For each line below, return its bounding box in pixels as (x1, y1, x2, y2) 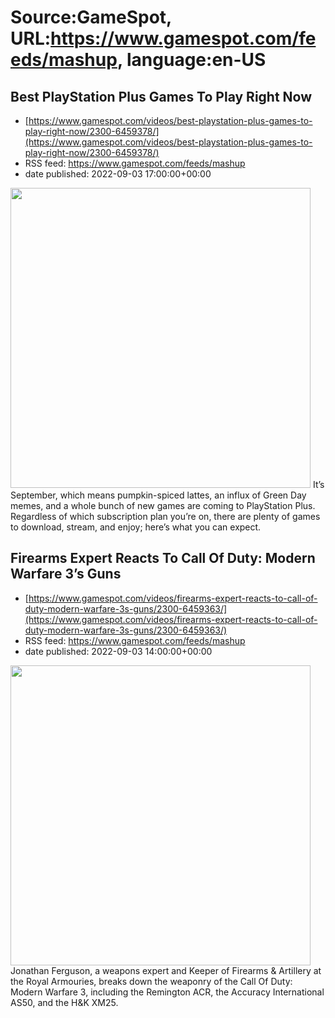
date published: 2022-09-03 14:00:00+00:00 (24, 645, 213, 657)
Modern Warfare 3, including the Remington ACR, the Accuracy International (10, 986, 325, 998)
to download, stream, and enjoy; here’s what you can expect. (10, 521, 262, 533)
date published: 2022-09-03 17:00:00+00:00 (24, 168, 212, 180)
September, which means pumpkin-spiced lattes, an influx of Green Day (10, 489, 307, 501)
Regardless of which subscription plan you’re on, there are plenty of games (10, 511, 321, 522)
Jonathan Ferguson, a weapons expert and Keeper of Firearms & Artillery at (10, 964, 322, 976)
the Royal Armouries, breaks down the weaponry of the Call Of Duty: (10, 975, 293, 987)
